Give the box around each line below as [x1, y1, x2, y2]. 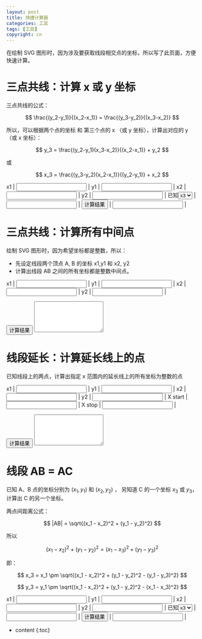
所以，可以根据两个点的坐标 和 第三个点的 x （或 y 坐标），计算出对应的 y [6, 126, 189, 134]
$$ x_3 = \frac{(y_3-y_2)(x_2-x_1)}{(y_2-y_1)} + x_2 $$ [35, 171, 169, 179]
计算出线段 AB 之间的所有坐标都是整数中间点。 [15, 268, 133, 274]
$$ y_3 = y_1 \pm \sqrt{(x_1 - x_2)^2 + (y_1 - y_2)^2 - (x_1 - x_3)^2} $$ [17, 584, 187, 591]
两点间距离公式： [6, 507, 49, 515]
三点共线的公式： [6, 102, 49, 109]
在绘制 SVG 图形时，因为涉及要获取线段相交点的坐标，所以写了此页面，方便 [6, 49, 197, 57]
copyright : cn [6, 32, 43, 38]
